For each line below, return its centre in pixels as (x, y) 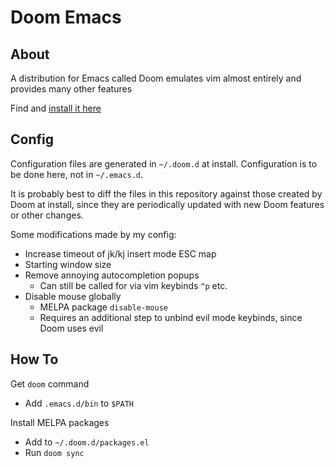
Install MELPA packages (60, 422)
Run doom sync (54, 452)
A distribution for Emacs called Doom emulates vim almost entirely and (156, 78)
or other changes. (47, 215)
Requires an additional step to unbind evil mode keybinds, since (171, 317)
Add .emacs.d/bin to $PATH (79, 403)
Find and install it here (56, 108)
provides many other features (71, 89)
